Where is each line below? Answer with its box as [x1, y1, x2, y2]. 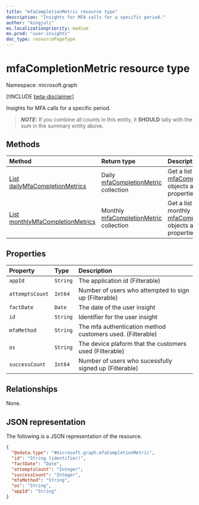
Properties [6, 249, 46, 259]
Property [9, 266, 35, 275]
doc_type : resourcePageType [6, 36, 76, 42]
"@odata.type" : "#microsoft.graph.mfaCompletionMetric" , [11, 450, 155, 456]
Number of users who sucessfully [78, 357, 173, 365]
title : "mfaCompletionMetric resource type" [6, 8, 118, 15]
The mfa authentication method [78, 322, 166, 331]
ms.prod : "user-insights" [6, 31, 70, 37]
